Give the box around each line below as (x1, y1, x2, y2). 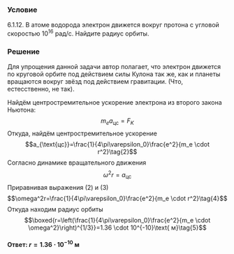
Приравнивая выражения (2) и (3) (7, 183, 109, 191)
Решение (7, 47, 41, 57)
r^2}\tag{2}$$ (97, 148, 138, 156)
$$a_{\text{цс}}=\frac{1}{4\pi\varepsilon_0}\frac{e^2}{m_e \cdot (24, 140, 210, 149)
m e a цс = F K (101, 117, 134, 127)
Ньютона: (7, 106, 36, 114)
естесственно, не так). (7, 85, 75, 94)
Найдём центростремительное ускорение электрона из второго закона (7, 98, 222, 107)
